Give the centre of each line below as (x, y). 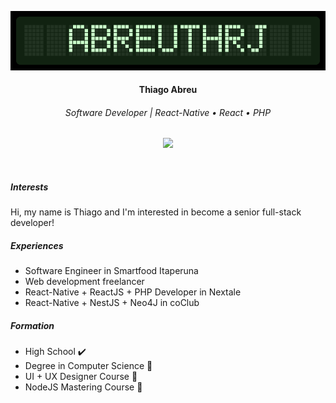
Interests (29, 187)
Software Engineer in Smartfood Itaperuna (111, 271)
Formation (32, 325)
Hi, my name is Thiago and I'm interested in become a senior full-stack (156, 212)
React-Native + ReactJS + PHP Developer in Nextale (133, 292)
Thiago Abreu (168, 90)
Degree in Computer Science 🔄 (88, 366)
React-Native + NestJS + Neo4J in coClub (112, 303)
